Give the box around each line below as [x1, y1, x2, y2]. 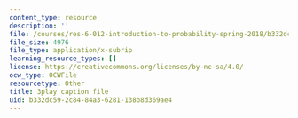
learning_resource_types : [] [9, 54, 117, 63]
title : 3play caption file [9, 87, 109, 96]
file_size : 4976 [9, 37, 69, 47]
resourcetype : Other [9, 79, 86, 88]
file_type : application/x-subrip [9, 46, 133, 55]
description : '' [9, 21, 69, 30]
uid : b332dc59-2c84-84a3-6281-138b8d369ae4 [9, 95, 173, 105]
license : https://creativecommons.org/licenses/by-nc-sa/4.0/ [9, 63, 244, 72]
